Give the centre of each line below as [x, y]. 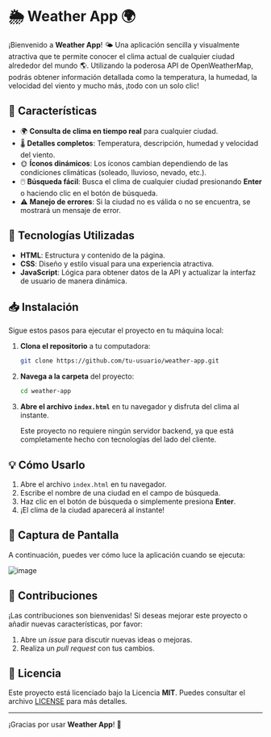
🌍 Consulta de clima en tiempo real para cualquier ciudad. [119, 131]
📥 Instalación [44, 307]
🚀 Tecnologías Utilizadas [71, 236]
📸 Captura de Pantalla [64, 536]
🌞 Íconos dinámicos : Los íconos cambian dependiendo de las [124, 163]
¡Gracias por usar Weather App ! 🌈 [65, 725]
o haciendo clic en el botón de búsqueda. [89, 193]
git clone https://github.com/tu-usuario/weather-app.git [119, 361]
